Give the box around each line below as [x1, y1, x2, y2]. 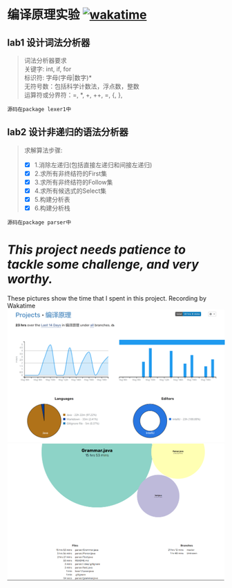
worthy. [7, 272, 53, 287]
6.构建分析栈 [34, 204, 70, 212]
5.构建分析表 [34, 196, 70, 204]
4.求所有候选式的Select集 [34, 187, 107, 195]
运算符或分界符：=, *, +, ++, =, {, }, [23, 91, 123, 99]
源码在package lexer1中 [7, 106, 71, 113]
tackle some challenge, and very [7, 257, 199, 272]
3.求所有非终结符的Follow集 [34, 178, 113, 186]
